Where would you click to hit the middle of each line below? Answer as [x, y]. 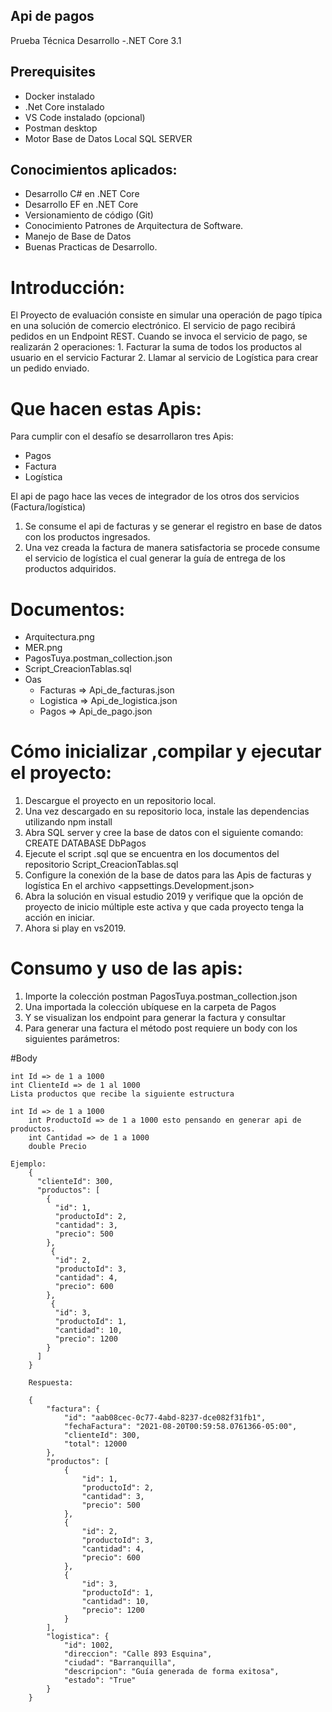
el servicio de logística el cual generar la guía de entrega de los [155, 558]
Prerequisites [53, 72]
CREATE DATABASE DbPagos [85, 843]
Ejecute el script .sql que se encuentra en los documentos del [152, 854]
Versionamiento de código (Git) [89, 215]
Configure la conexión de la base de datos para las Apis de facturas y [168, 875]
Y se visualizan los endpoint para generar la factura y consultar [155, 1018]
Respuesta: [51, 1383]
